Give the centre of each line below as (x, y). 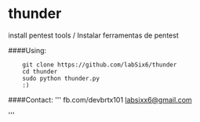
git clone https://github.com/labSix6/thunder (100, 65)
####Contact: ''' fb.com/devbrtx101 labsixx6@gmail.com (100, 99)
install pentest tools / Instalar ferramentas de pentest (93, 35)
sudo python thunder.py (61, 78)
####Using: (27, 50)
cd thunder (40, 71)
